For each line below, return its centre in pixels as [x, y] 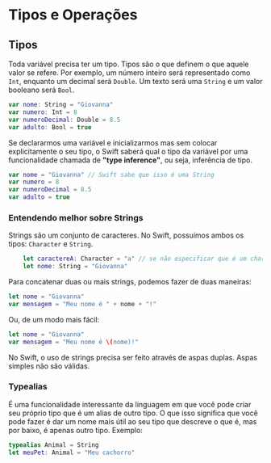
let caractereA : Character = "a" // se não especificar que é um [135, 259]
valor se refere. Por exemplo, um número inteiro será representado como [129, 73]
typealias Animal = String [54, 445]
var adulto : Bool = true [50, 127]
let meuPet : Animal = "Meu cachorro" [72, 452]
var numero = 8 [34, 182]
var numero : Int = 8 [43, 112]
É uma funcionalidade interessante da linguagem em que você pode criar [130, 404]
